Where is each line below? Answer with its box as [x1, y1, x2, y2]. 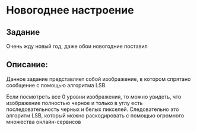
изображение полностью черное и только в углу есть [6, 99, 143, 106]
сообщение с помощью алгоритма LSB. [6, 81, 107, 89]
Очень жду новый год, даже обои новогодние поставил [6, 42, 148, 50]
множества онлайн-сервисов [6, 118, 81, 125]
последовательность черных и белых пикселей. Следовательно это [6, 106, 179, 113]
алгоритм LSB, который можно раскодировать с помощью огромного [6, 112, 185, 119]
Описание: [6, 60, 49, 70]
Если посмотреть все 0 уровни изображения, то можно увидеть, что [6, 93, 182, 100]
